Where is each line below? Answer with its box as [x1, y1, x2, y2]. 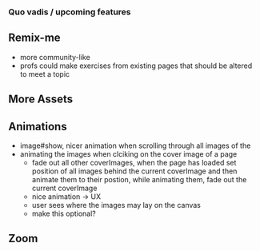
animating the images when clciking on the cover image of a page [19, 149, 238, 158]
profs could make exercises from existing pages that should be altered [19, 61, 253, 70]
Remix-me [8, 31, 62, 45]
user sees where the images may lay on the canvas [31, 200, 202, 209]
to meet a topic [19, 69, 70, 78]
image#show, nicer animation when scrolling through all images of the [19, 141, 251, 150]
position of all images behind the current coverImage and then [31, 166, 238, 176]
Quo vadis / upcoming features [8, 6, 131, 18]
